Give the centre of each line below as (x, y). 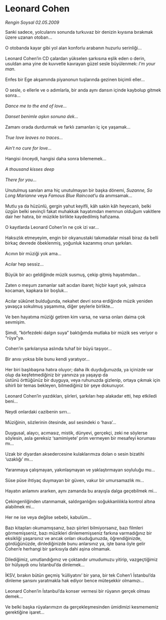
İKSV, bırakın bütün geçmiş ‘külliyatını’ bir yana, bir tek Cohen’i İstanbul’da (80, 575)
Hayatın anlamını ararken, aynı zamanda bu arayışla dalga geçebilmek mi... (81, 491)
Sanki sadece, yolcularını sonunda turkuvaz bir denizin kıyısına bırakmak (79, 32)
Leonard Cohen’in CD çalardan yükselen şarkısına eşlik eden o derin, (75, 58)
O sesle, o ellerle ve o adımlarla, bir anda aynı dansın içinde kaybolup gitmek (83, 90)
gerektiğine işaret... (25, 612)
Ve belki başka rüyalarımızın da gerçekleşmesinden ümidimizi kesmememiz (82, 607)
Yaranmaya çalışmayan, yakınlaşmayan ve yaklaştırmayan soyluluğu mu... (80, 470)
